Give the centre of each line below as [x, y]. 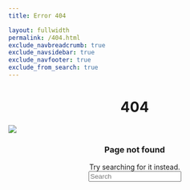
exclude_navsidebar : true [51, 53]
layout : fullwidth [39, 30]
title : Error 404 [37, 16]
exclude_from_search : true [53, 68]
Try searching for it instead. [135, 167]
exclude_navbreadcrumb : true [57, 45]
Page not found [135, 149]
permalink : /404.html [44, 38]
